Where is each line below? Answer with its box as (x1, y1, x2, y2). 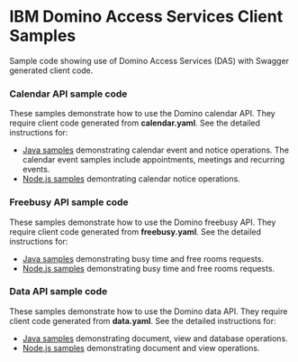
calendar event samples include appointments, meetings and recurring (22, 154, 285, 165)
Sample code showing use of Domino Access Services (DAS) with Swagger (9, 55, 290, 66)
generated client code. (9, 65, 94, 76)
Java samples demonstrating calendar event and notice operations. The (22, 144, 290, 155)
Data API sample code (9, 285, 108, 298)
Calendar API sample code (9, 88, 128, 100)
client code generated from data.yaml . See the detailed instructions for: (9, 315, 276, 326)
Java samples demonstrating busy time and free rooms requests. (22, 253, 264, 264)
